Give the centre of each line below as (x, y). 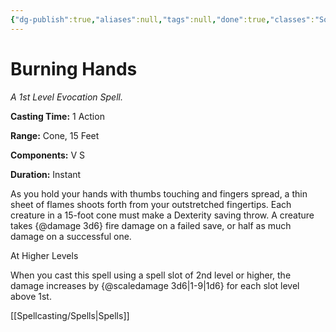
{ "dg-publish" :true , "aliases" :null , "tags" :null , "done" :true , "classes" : (162, 19)
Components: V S (47, 155)
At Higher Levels (44, 255)
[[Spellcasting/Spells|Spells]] (70, 315)
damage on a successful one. (71, 236)
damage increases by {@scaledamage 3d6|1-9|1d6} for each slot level (155, 285)
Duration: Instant (46, 174)
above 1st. (31, 296)
